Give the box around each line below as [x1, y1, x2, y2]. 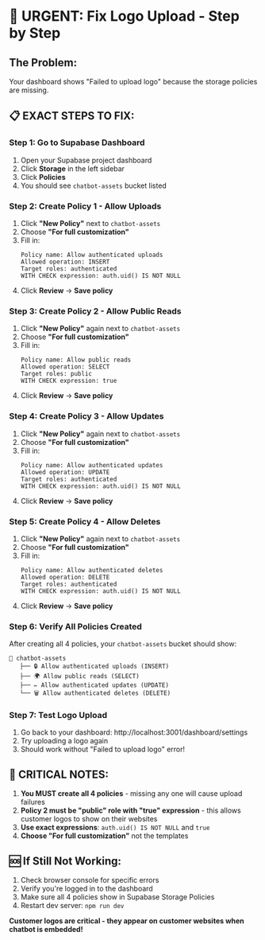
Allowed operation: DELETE [20, 573, 110, 581]
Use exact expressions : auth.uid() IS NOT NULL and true [20, 823, 210, 833]
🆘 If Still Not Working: [9, 854, 122, 868]
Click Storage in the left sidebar [20, 163, 125, 174]
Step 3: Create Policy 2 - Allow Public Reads [9, 306, 182, 317]
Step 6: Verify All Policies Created [9, 621, 142, 632]
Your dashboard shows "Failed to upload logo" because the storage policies [9, 77, 258, 86]
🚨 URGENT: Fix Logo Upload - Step [9, 7, 240, 25]
